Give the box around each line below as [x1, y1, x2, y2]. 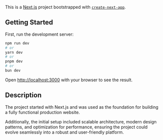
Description [5, 91, 42, 99]
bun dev [5, 68, 21, 73]
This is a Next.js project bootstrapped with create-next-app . [5, 4, 126, 10]
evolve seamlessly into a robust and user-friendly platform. [5, 129, 124, 135]
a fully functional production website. [5, 109, 80, 115]
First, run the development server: [5, 31, 74, 37]
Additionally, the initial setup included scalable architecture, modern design [5, 118, 157, 124]
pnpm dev [5, 59, 23, 64]
